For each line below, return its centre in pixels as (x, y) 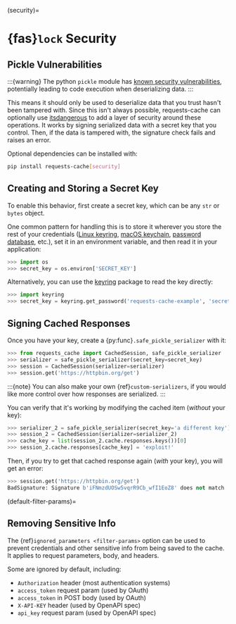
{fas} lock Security (62, 39)
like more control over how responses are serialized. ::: (86, 394)
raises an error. (29, 140)
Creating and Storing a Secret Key (83, 188)
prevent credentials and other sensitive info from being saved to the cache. (116, 548)
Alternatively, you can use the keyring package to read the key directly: (110, 282)
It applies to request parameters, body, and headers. (83, 555)
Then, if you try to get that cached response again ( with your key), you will (115, 461)
